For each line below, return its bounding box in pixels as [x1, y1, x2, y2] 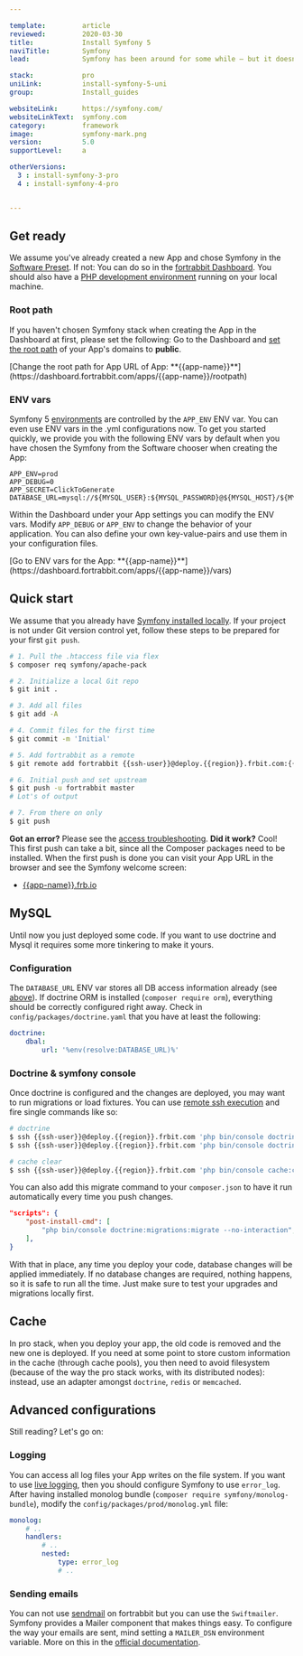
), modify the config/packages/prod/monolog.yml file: [32, 1498, 228, 1509]
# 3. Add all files [9, 701, 83, 710]
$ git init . [9, 685, 59, 694]
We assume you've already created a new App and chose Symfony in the [9, 252, 281, 263]
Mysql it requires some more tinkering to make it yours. [9, 939, 215, 950]
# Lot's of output [9, 792, 78, 801]
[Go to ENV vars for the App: [9, 556, 115, 566]
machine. [9, 281, 44, 292]
